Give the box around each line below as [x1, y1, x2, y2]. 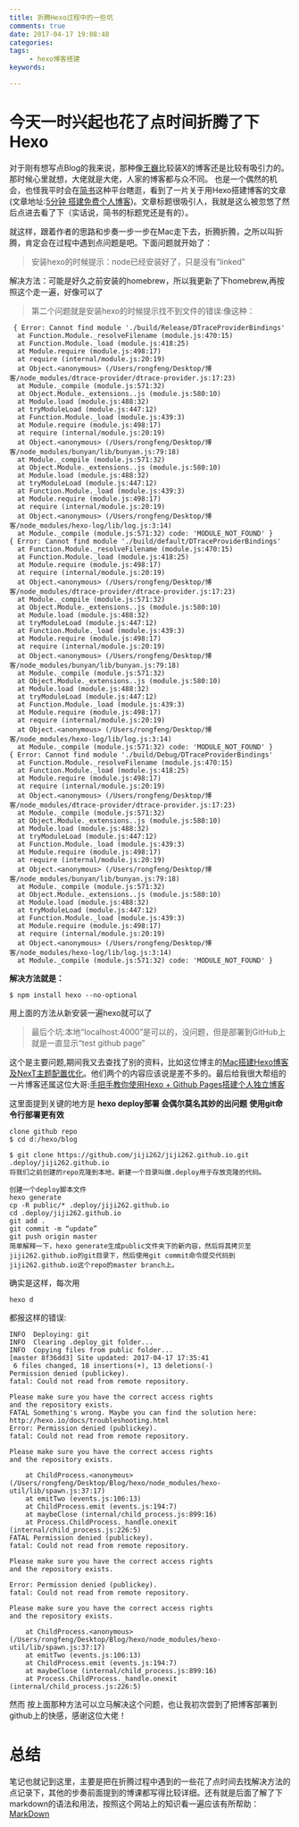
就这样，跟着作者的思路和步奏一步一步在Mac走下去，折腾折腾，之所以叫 [9, 225, 276, 237]
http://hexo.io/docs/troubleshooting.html [9, 1416, 170, 1425]
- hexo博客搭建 [29, 55, 80, 63]
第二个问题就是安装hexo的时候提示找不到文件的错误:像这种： [30, 305, 255, 316]
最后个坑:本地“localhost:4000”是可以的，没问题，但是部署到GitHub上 [30, 1026, 287, 1037]
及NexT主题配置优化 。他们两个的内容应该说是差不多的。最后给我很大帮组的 [9, 1068, 287, 1078]
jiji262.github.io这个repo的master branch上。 [9, 1260, 179, 1270]
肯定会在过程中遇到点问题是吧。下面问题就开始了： [24, 237, 212, 248]
